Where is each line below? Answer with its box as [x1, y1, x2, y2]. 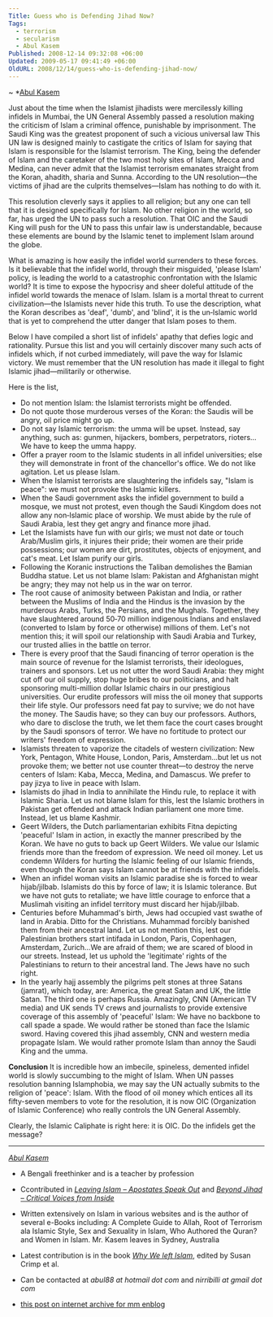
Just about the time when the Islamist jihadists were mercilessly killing [8, 102, 244, 112]
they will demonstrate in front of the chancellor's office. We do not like [19, 458, 256, 468]
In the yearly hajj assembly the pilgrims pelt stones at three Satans [19, 977, 243, 987]
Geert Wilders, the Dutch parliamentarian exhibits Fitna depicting [19, 821, 238, 831]
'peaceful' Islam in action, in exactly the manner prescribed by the [19, 830, 242, 839]
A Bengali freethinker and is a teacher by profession [19, 1168, 195, 1178]
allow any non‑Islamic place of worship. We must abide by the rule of [19, 510, 252, 520]
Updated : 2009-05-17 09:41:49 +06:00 [8, 58, 136, 66]
